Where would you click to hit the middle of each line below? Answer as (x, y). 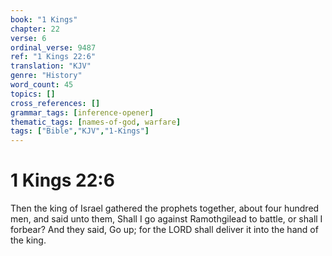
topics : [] (33, 94)
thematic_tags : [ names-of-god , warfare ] (96, 122)
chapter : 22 (35, 29)
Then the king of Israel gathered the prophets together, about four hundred (165, 208)
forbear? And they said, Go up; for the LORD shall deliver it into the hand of (164, 230)
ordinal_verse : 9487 (53, 47)
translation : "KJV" (51, 66)
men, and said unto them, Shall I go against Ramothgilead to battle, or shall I (166, 219)
